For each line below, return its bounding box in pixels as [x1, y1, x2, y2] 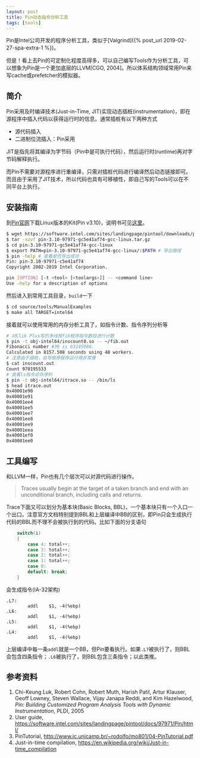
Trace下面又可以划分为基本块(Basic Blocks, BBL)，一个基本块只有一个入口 [6, 503, 188, 510]
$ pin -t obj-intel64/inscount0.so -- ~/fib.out [6, 338, 129, 344]
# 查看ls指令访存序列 [6, 372, 52, 378]
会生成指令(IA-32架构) [6, 586, 61, 593]
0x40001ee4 [6, 400, 33, 405]
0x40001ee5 [6, 405, 33, 411]
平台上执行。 [11, 183, 43, 191]
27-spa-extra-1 [6, 44, 43, 51]
